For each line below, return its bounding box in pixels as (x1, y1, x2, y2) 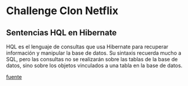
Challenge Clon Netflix (6, 4, 119, 18)
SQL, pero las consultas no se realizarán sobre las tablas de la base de (6, 56, 178, 62)
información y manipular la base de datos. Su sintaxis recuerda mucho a (6, 49, 182, 57)
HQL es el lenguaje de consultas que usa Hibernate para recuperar (6, 43, 169, 50)
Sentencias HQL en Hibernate (6, 28, 117, 38)
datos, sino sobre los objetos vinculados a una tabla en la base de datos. (6, 62, 183, 69)
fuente (6, 74, 22, 80)
